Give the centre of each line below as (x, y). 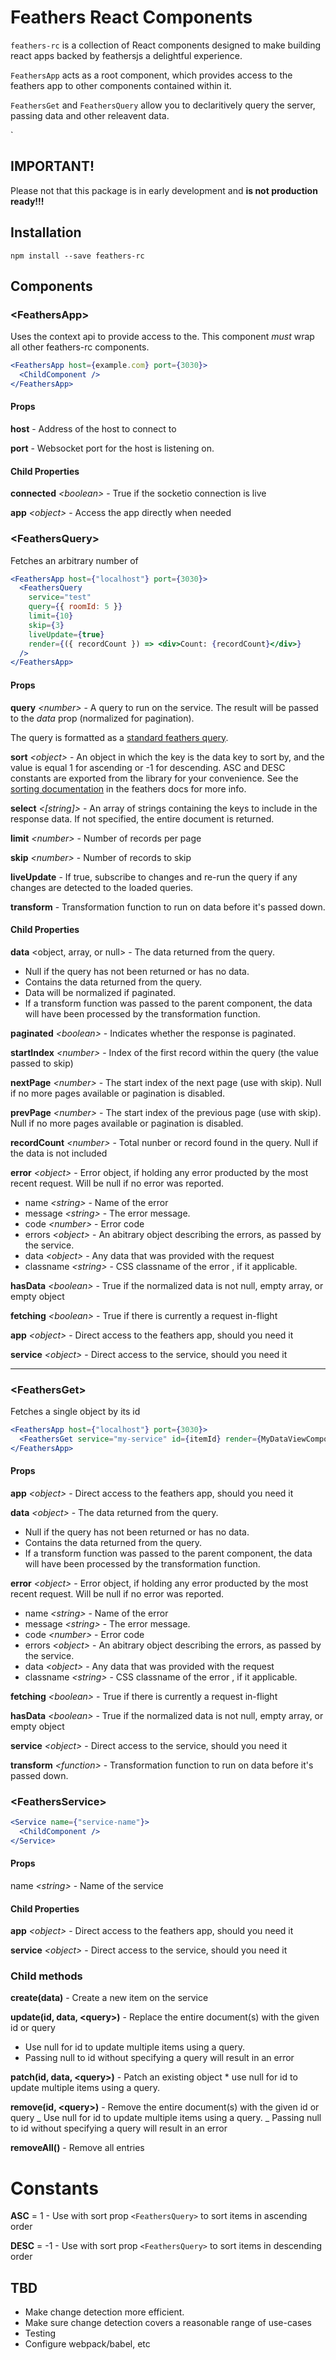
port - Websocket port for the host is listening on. (112, 448)
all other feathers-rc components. (80, 347)
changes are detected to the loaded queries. (102, 887)
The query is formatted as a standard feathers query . (119, 737)
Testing (40, 2333)
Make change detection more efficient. (104, 2312)
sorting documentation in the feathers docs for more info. (128, 788)
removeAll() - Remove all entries (77, 2148)
